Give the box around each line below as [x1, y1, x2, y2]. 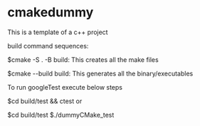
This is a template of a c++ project [7, 28, 108, 36]
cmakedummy [7, 4, 94, 21]
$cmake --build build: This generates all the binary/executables [7, 69, 194, 78]
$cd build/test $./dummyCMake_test [7, 110, 115, 119]
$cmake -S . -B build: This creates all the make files [7, 55, 159, 64]
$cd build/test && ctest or [7, 97, 83, 105]
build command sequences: [7, 41, 89, 50]
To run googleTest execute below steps [7, 83, 123, 91]
